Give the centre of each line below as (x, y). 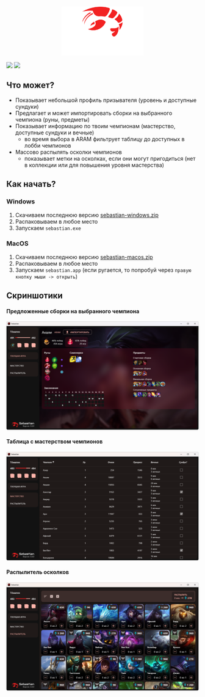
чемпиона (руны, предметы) (52, 119)
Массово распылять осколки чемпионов (68, 152)
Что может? (31, 85)
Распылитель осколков (38, 572)
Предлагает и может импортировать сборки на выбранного (94, 113)
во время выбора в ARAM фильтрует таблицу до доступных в (104, 139)
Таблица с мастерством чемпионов (55, 442)
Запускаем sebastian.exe (48, 228)
